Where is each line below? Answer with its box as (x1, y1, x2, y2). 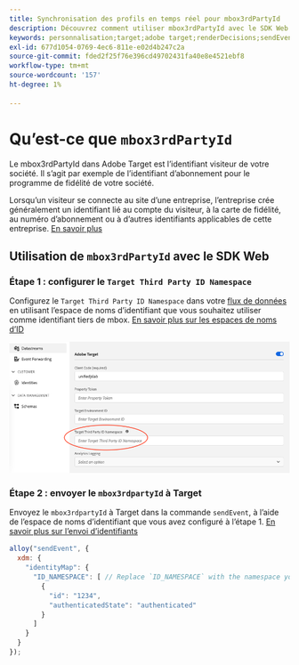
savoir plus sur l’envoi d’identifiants (9, 526, 138, 537)
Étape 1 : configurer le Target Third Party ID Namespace (9, 275, 252, 288)
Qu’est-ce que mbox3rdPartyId (9, 129, 233, 149)
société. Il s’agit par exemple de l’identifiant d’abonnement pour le (9, 167, 251, 178)
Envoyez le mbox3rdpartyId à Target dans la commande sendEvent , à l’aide (9, 507, 279, 518)
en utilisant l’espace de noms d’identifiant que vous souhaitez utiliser (9, 305, 262, 316)
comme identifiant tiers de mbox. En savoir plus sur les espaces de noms (9, 314, 278, 325)
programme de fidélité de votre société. (9, 177, 155, 188)
